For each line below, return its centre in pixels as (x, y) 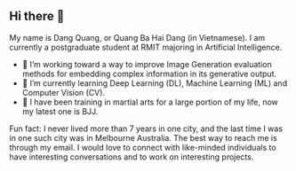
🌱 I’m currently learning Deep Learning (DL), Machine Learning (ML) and (154, 83)
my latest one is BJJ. (60, 111)
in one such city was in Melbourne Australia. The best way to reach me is (143, 137)
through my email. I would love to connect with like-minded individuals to (143, 147)
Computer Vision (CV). (63, 92)
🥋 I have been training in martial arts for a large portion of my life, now (150, 102)
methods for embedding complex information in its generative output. (149, 74)
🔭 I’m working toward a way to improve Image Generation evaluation (147, 64)
